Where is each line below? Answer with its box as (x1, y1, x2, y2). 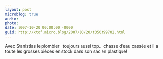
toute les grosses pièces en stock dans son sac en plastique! (5, 48, 128, 54)
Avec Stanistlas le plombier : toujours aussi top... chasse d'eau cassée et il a (5, 43, 159, 49)
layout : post (5, 7, 32, 12)
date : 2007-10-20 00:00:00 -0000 (5, 25, 73, 30)
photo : (5, 20, 19, 26)
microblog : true (5, 12, 38, 17)
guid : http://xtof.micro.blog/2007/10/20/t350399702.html (5, 30, 125, 35)
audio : (5, 16, 19, 21)
